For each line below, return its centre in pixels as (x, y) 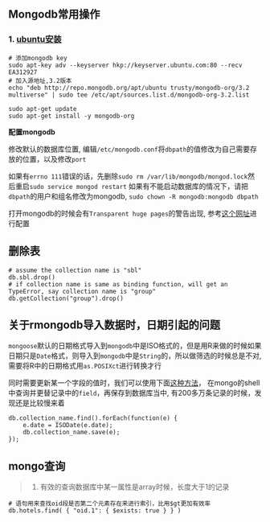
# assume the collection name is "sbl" (75, 270)
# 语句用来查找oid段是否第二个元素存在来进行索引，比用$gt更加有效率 (110, 504)
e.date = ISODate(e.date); (68, 425)
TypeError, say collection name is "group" (82, 291)
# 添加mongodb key (38, 58)
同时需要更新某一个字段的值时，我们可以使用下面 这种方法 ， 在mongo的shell (134, 383)
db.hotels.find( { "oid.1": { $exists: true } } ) (95, 511)
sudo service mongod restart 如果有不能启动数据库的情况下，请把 (139, 186)
